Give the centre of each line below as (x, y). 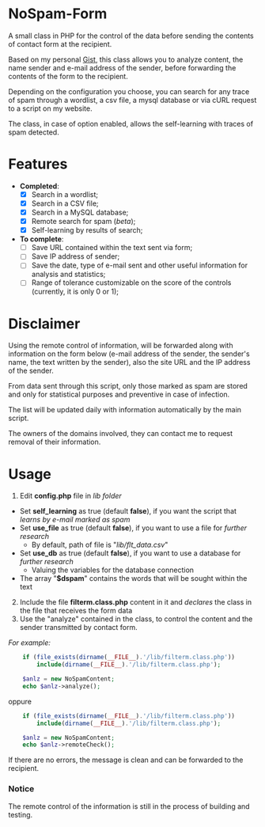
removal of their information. (55, 442)
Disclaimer (44, 323)
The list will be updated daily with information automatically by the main (125, 410)
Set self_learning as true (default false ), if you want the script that (128, 511)
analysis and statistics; (68, 275)
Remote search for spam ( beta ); (83, 222)
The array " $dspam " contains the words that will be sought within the (133, 579)
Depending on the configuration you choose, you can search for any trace (129, 91)
